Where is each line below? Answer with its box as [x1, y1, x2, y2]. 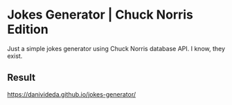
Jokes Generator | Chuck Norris [7, 7, 194, 23]
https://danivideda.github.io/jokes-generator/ [7, 90, 136, 98]
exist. [7, 52, 23, 60]
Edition [7, 21, 48, 37]
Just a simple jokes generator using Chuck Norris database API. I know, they [7, 44, 226, 52]
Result [7, 72, 36, 84]
